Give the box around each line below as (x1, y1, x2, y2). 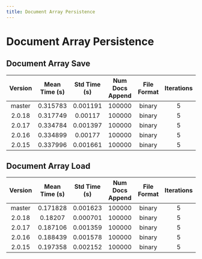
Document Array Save (6, 58, 91, 69)
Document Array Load (6, 161, 91, 171)
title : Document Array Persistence (6, 8, 96, 15)
